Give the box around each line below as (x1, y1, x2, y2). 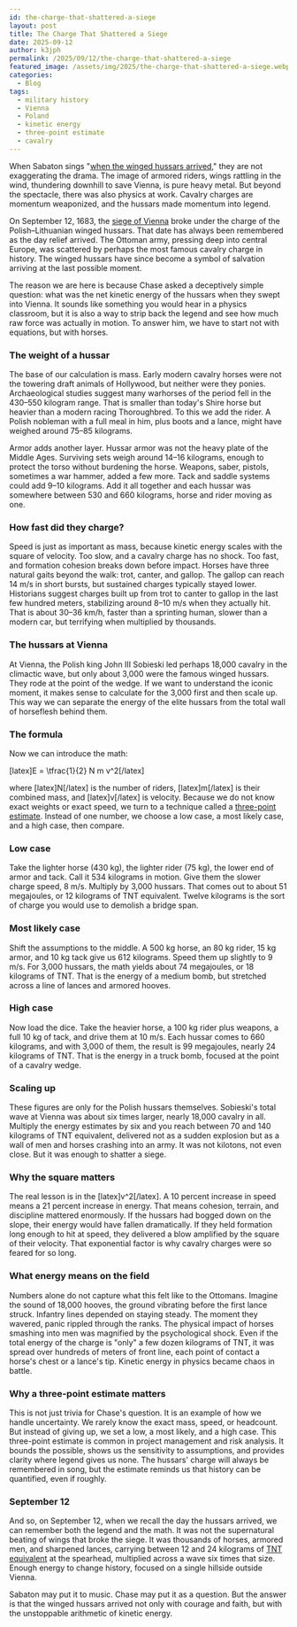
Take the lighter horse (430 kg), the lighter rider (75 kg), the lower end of (9, 863, 274, 873)
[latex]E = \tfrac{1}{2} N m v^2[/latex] (9, 765, 145, 776)
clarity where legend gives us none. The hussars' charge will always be (9, 1454, 270, 1466)
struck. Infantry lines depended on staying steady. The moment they (9, 1308, 258, 1320)
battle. (9, 1365, 33, 1375)
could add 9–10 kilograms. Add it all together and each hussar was (9, 480, 252, 492)
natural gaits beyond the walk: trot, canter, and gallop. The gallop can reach (9, 569, 285, 580)
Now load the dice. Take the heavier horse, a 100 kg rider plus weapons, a (9, 1022, 279, 1033)
